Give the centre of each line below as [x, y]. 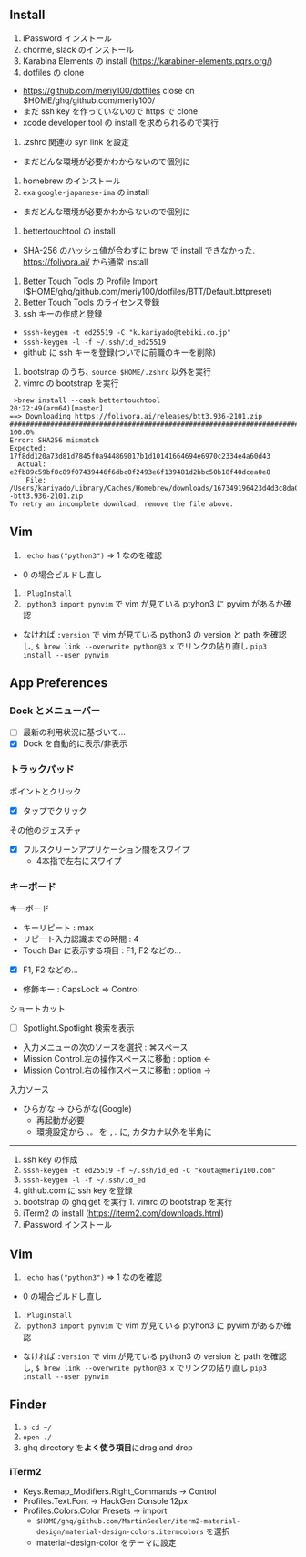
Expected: [28, 448]
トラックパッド [42, 770]
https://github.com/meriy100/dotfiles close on [108, 90]
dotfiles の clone [53, 72]
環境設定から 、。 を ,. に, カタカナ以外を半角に [124, 1132]
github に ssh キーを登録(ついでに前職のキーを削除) [119, 352]
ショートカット [37, 1009]
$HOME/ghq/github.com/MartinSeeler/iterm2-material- [138, 1521]
